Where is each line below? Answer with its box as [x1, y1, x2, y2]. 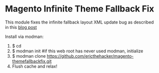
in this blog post [5, 24, 37, 30]
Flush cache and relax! [12, 63, 58, 69]
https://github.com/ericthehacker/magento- [46, 53, 134, 59]
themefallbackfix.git [12, 58, 52, 64]
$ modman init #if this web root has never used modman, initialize [12, 48, 144, 54]
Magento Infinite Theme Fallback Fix [5, 3, 155, 14]
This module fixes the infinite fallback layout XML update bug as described [5, 19, 154, 25]
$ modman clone [12, 53, 46, 59]
